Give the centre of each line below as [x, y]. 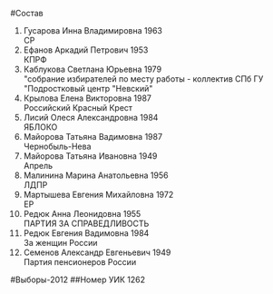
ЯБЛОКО [40, 127]
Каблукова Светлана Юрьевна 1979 [93, 69]
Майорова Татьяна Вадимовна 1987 [93, 137]
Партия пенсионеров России [80, 262]
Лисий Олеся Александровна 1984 [91, 118]
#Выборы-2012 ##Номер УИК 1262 [78, 279]
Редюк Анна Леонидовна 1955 [82, 214]
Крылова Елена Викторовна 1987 [88, 98]
